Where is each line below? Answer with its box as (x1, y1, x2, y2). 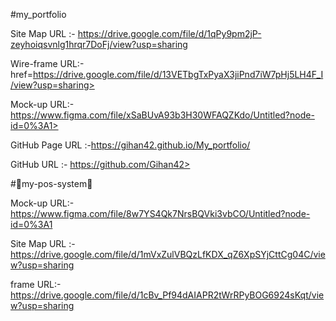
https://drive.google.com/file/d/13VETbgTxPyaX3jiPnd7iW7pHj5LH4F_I (32, 69, 324, 80)
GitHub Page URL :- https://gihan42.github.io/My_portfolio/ (10, 139, 251, 151)
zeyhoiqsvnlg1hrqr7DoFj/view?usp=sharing (10, 39, 188, 50)
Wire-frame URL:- (10, 58, 85, 69)
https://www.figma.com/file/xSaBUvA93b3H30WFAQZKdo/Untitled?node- (10, 109, 315, 121)
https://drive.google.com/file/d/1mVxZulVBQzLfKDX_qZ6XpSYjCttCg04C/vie (10, 249, 326, 260)
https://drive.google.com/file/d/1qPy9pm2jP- (77, 28, 262, 39)
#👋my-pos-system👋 (10, 178, 93, 189)
